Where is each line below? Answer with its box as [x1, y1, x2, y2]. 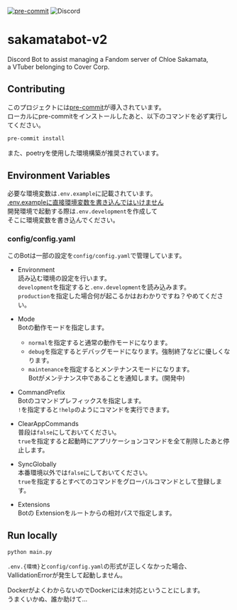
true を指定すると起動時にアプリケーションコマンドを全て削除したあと [17, 437, 224, 445]
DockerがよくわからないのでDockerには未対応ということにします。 [7, 586, 204, 594]
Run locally [7, 530, 58, 542]
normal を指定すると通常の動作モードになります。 [28, 338, 172, 347]
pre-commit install [7, 135, 65, 142]
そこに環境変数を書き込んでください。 [7, 216, 119, 224]
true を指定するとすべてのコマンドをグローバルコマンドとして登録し [17, 476, 216, 486]
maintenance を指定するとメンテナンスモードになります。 [28, 364, 194, 373]
